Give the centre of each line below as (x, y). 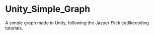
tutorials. (14, 28)
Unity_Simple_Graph (48, 9)
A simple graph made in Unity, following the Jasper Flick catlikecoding (77, 23)
